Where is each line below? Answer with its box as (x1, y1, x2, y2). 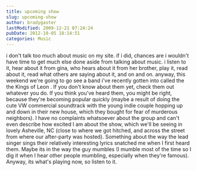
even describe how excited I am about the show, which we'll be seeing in (6, 121, 183, 128)
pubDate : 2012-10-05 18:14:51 (6, 31, 81, 36)
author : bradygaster (6, 19, 57, 25)
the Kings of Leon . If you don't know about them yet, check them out (6, 83, 175, 90)
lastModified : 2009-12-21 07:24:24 (6, 25, 94, 31)
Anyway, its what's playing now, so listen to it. (6, 158, 117, 165)
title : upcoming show (6, 8, 59, 15)
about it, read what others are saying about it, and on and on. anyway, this (6, 71, 186, 78)
